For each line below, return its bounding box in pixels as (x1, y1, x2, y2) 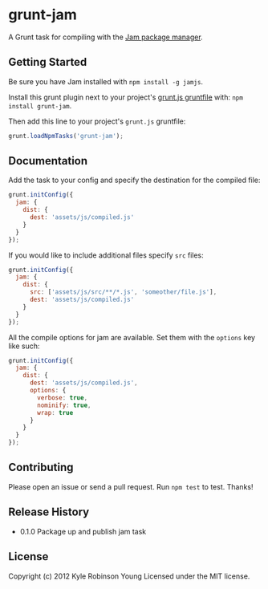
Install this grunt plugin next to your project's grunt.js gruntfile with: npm (8, 92, 243, 102)
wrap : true (37, 408, 74, 416)
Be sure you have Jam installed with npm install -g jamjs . (8, 76, 203, 86)
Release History (8, 506, 90, 519)
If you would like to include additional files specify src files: (8, 250, 205, 260)
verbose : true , (37, 393, 88, 402)
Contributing (8, 461, 74, 474)
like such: (8, 341, 40, 351)
